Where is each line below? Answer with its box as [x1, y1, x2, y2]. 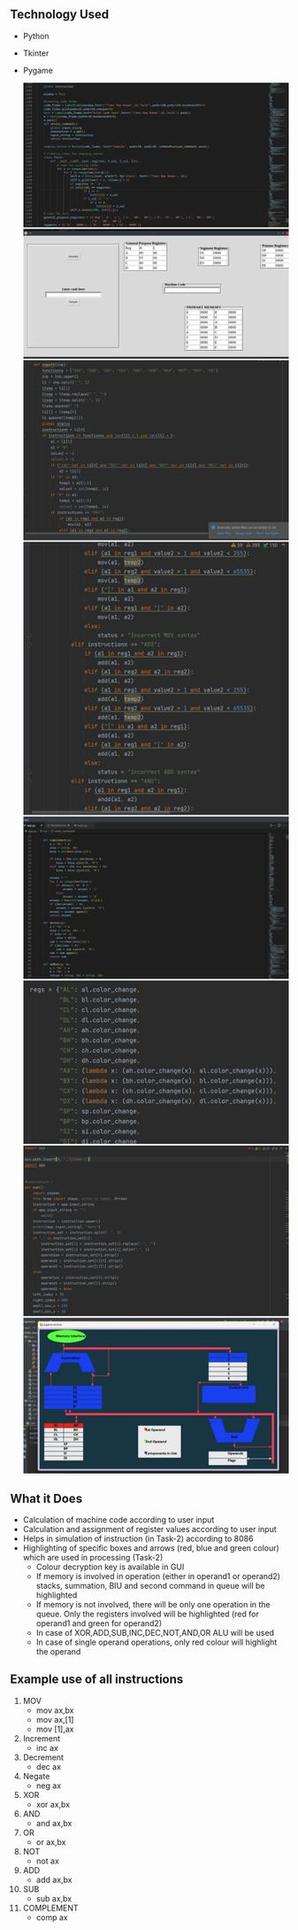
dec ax [35, 1761, 61, 1771]
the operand [35, 1646, 81, 1657]
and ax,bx [35, 1817, 73, 1828]
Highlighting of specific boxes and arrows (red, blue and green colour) [22, 1543, 279, 1553]
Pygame [22, 65, 54, 75]
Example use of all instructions [10, 1672, 184, 1687]
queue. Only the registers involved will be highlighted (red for [35, 1608, 259, 1620]
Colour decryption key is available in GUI [35, 1561, 185, 1572]
